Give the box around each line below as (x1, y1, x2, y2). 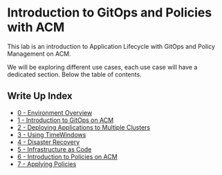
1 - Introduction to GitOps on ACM (17, 116, 114, 124)
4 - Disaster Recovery (17, 138, 80, 146)
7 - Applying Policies (17, 160, 77, 168)
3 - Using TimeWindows (17, 130, 86, 138)
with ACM (7, 19, 65, 35)
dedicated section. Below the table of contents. (7, 70, 142, 79)
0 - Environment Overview (17, 108, 93, 116)
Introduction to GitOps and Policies (7, 5, 212, 21)
